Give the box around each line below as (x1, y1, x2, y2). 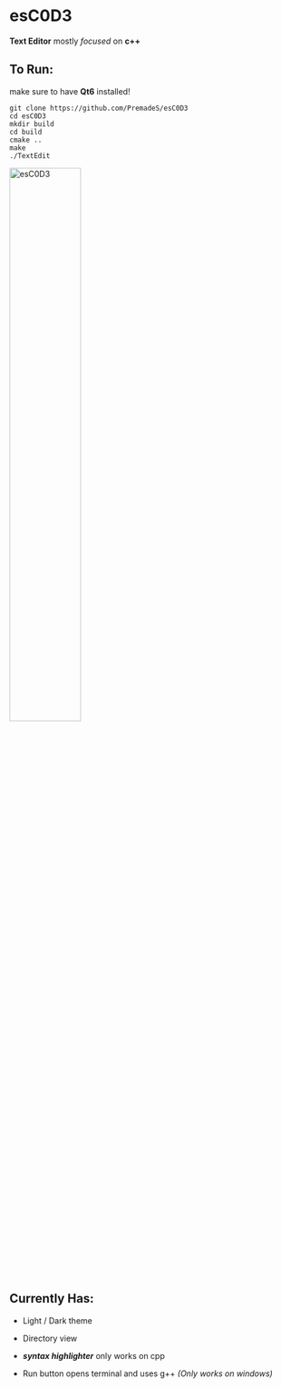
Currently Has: (9, 1291, 94, 1306)
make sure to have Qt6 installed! (9, 85, 131, 96)
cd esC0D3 (9, 111, 47, 121)
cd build (9, 127, 43, 136)
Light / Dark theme (22, 1314, 92, 1326)
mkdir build (9, 119, 54, 128)
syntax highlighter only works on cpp (22, 1350, 165, 1361)
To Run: (9, 62, 54, 77)
